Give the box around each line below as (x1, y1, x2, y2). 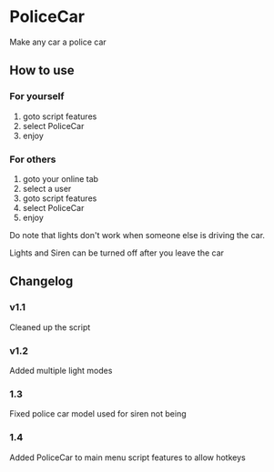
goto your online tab (22, 173, 98, 184)
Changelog (9, 274, 74, 289)
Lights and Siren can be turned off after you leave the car (9, 247, 225, 258)
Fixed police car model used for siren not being (9, 408, 187, 419)
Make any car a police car (9, 36, 107, 47)
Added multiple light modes (9, 365, 113, 376)
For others (9, 153, 56, 166)
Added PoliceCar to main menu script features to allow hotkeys (9, 452, 246, 463)
